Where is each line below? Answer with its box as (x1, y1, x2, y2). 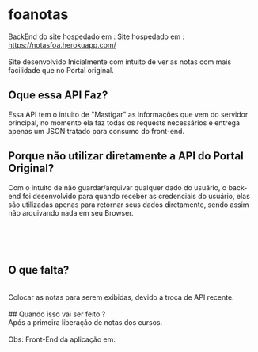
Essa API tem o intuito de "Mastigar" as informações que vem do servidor (8, 109, 249, 119)
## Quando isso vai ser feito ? (8, 309, 106, 319)
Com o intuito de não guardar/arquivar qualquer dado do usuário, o (8, 182, 227, 192)
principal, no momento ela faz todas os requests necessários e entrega (8, 117, 240, 128)
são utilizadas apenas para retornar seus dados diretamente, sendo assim (8, 200, 249, 209)
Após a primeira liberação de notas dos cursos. (8, 318, 163, 327)
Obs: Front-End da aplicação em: (8, 335, 116, 344)
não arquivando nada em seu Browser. (8, 208, 134, 217)
